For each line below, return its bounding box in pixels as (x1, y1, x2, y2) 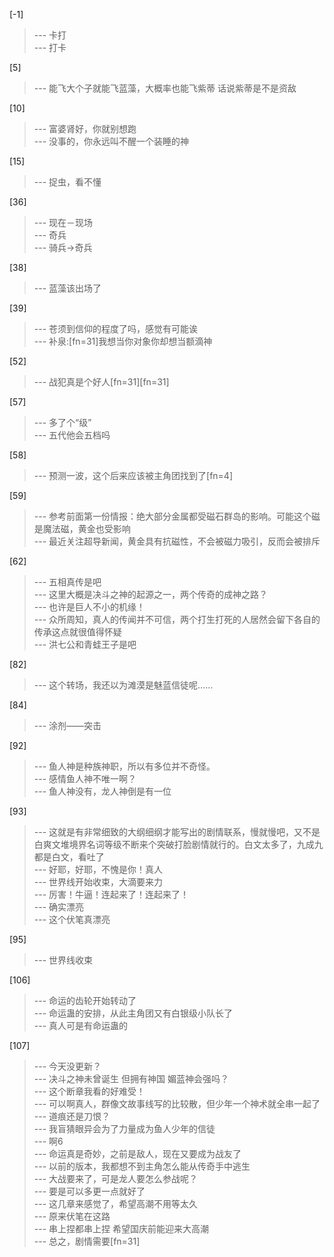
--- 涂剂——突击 (33, 720, 102, 731)
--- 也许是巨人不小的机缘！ (33, 601, 146, 613)
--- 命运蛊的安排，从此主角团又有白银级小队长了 (33, 1007, 234, 1019)
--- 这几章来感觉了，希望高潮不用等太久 (33, 1198, 199, 1209)
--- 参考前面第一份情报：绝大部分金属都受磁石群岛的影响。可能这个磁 (33, 510, 321, 522)
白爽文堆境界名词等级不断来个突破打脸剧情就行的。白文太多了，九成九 (33, 839, 324, 850)
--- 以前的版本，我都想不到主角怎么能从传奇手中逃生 (33, 1160, 251, 1172)
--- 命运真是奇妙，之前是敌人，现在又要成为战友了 (33, 1148, 242, 1159)
